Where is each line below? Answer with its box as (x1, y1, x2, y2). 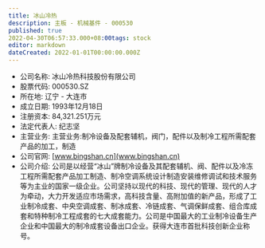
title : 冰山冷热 (8, 11, 57, 20)
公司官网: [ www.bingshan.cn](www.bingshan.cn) (19, 152, 181, 160)
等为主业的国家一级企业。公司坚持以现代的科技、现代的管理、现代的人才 (19, 181, 257, 191)
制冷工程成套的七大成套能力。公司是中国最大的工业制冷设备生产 (47, 211, 257, 220)
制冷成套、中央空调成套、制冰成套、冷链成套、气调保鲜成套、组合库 (26, 201, 251, 211)
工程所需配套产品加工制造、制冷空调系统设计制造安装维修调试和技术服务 (19, 171, 257, 180)
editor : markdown (8, 41, 66, 49)
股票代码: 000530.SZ (19, 81, 89, 91)
